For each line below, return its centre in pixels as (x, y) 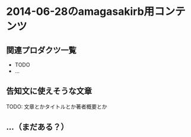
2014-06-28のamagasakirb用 (80, 12)
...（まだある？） (38, 127)
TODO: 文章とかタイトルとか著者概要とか (57, 106)
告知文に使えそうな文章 (49, 91)
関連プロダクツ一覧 (41, 50)
